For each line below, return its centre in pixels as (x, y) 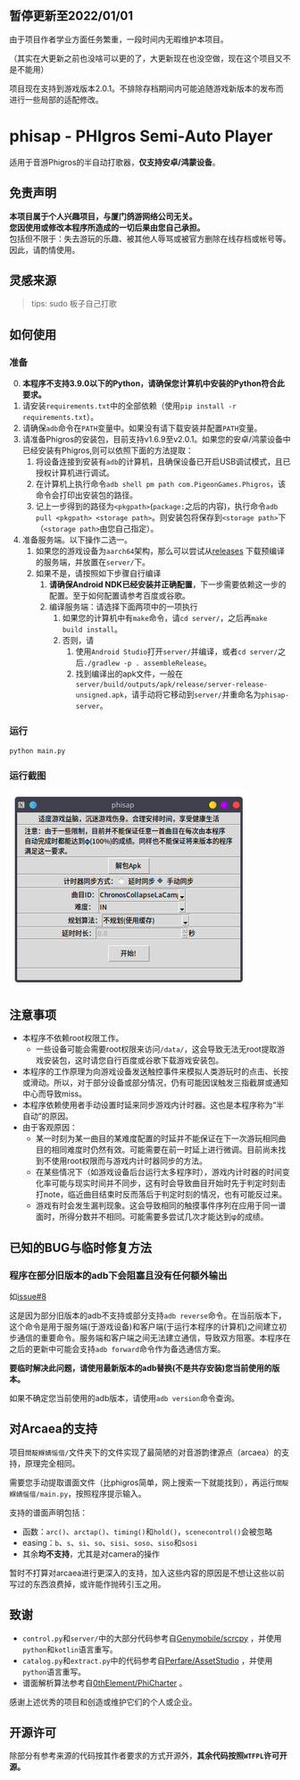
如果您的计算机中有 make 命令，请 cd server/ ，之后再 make (165, 618)
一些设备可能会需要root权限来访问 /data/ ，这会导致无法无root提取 (156, 1049)
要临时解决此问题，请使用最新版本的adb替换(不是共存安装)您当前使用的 (141, 1368)
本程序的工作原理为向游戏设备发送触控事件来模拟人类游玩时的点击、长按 (155, 1071)
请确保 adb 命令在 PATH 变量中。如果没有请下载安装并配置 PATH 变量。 (142, 428)
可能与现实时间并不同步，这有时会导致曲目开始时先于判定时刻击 (169, 1183)
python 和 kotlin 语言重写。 (70, 1649)
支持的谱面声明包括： (48, 1512)
